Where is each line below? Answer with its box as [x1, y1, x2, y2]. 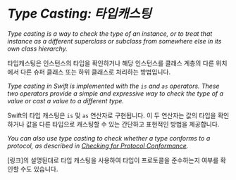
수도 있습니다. [20, 165, 58, 173]
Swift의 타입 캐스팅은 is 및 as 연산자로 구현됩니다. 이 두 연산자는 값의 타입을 [7, 111, 216, 120]
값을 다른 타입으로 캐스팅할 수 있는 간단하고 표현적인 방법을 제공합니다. [25, 120, 220, 128]
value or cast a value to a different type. [7, 96, 125, 105]
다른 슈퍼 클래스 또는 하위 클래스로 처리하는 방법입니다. [20, 67, 171, 76]
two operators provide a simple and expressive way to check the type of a [7, 89, 224, 98]
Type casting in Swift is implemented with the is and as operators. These [7, 82, 220, 90]
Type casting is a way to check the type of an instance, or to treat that [7, 29, 213, 38]
